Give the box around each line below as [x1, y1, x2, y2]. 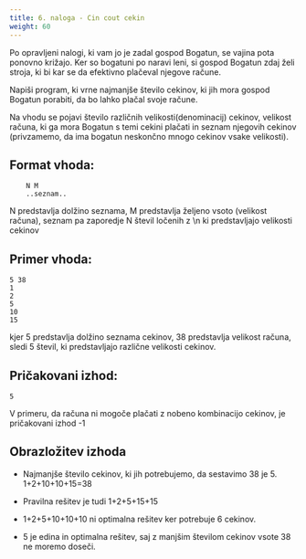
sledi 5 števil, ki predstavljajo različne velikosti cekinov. [9, 342, 216, 353]
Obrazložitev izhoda [9, 444, 127, 459]
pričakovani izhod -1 [9, 417, 86, 428]
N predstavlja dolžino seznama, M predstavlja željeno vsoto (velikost [9, 206, 268, 216]
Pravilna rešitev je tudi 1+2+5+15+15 [22, 495, 158, 507]
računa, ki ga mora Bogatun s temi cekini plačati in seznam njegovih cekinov [9, 121, 297, 132]
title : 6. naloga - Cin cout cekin [9, 13, 145, 23]
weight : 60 [9, 22, 51, 31]
